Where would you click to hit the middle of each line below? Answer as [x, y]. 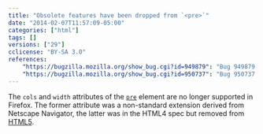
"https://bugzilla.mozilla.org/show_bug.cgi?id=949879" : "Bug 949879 [139, 67]
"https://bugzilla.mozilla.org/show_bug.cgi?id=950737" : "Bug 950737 [139, 74]
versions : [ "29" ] [37, 45]
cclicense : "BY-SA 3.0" [47, 52]
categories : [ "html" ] [44, 30]
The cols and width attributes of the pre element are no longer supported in [131, 96]
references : [28, 60]
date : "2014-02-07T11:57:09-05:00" [67, 23]
